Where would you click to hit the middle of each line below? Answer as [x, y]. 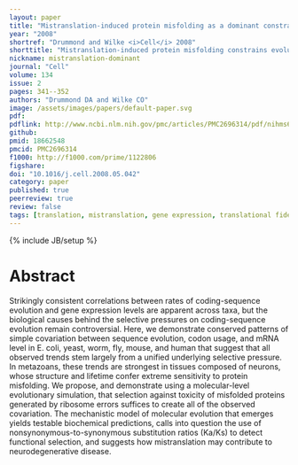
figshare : [27, 166]
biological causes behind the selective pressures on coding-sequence [137, 319]
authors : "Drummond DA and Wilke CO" [79, 100]
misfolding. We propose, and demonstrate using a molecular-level [129, 385]
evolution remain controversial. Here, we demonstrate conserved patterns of [149, 329]
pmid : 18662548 [37, 141]
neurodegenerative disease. [60, 451]
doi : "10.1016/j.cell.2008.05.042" [75, 174]
